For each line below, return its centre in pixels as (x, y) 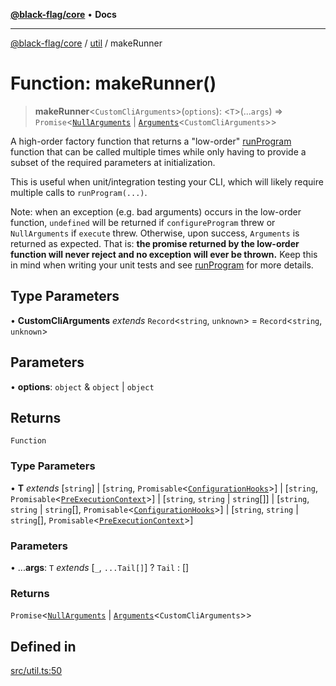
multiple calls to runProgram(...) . (79, 192)
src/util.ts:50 (36, 671)
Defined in (43, 646)
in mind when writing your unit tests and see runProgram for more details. (162, 265)
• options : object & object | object (82, 386)
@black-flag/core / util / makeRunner (86, 43)
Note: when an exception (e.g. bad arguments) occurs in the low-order (156, 211)
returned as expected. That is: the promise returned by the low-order (155, 243)
